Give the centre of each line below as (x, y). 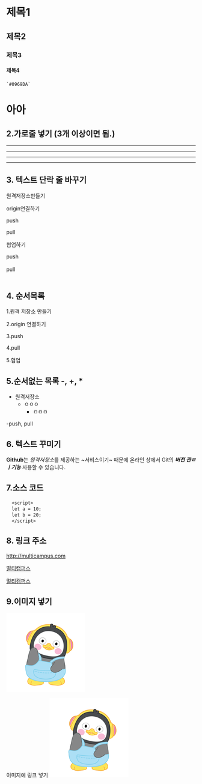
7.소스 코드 (25, 488)
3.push (15, 336)
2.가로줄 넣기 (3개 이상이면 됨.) (61, 134)
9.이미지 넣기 (29, 601)
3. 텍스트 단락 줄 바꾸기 (47, 180)
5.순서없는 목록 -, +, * (44, 381)
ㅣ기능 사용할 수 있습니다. (36, 467)
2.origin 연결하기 (26, 324)
